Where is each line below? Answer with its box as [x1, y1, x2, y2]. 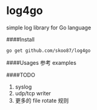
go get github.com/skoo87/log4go [6, 47, 91, 54]
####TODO [6, 71, 35, 78]
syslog [15, 83, 32, 90]
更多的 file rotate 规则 [15, 97, 69, 104]
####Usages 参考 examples [6, 59, 77, 66]
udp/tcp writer [15, 89, 52, 97]
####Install [6, 35, 35, 43]
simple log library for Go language [6, 24, 92, 31]
